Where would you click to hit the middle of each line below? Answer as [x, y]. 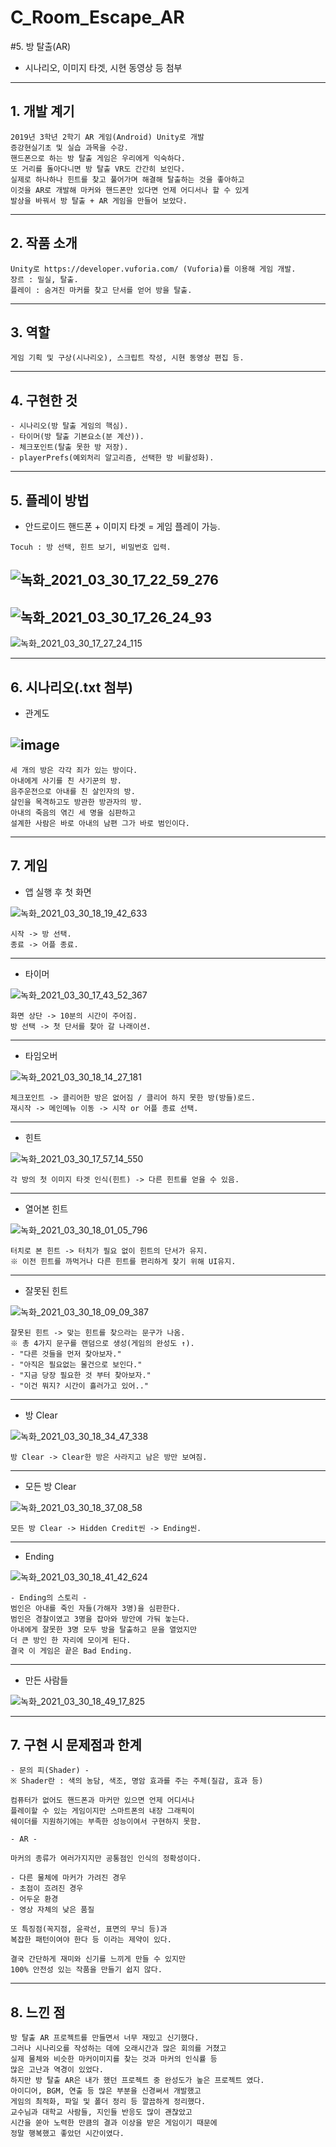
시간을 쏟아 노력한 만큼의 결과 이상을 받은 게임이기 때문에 [114, 2123]
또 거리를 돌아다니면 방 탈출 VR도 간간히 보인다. [98, 169]
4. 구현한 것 [44, 400]
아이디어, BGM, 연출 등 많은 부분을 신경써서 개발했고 [106, 2091]
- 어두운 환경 [34, 1899]
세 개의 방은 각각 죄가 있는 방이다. [74, 770]
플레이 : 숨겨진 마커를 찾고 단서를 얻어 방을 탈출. [101, 290]
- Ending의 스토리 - [49, 1597]
